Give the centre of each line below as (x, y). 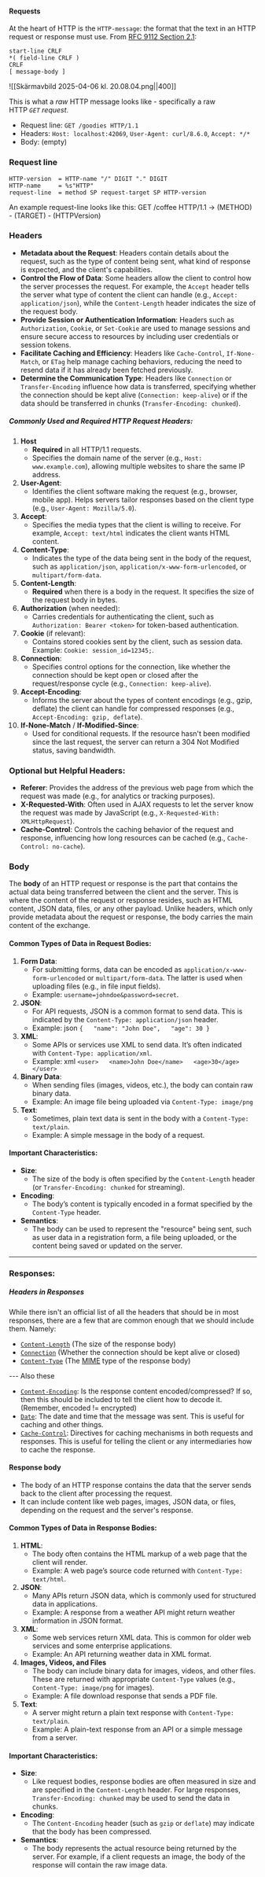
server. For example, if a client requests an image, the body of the (139, 1857)
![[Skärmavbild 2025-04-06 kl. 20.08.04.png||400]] (93, 86)
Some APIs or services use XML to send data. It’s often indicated (137, 1044)
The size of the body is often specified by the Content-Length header (144, 1179)
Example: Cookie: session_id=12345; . (93, 650)
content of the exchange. (50, 926)
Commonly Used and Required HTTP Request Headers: (101, 421)
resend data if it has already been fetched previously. (107, 370)
